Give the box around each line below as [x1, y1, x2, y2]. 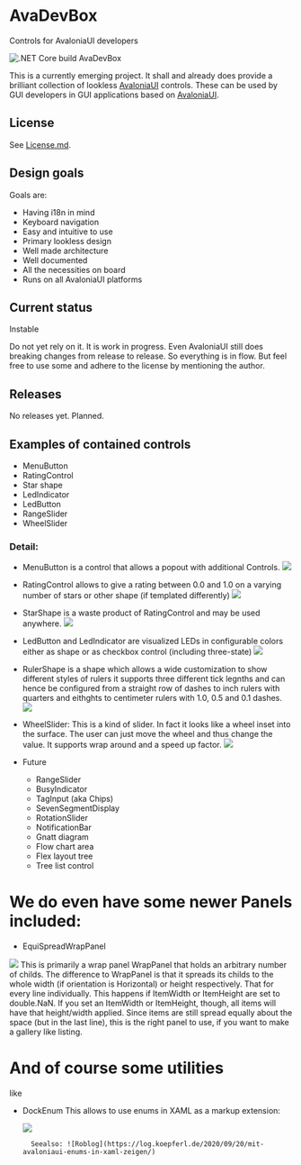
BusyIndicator [35, 784, 88, 795]
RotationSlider [35, 813, 88, 824]
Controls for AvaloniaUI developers [9, 35, 139, 46]
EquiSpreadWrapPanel [22, 941, 106, 951]
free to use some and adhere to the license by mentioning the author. [9, 360, 265, 371]
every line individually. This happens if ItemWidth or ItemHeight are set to [9, 988, 280, 999]
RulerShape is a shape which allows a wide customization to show [22, 664, 268, 675]
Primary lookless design [22, 235, 112, 246]
